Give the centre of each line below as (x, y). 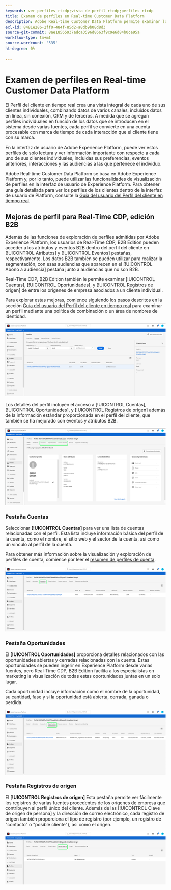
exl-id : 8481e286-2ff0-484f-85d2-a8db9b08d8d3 (55, 27)
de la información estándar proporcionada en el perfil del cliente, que (78, 415)
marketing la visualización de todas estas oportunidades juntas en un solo (83, 676)
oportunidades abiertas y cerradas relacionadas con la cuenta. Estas (77, 660)
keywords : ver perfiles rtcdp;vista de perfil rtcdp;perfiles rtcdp (79, 11)
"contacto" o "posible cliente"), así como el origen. (59, 824)
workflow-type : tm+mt (28, 38)
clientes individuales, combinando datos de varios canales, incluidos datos (83, 110)
